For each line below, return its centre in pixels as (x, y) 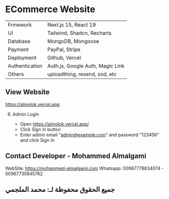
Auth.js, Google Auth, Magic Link (86, 66)
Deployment (22, 58)
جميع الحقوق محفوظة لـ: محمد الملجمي (60, 189)
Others (16, 74)
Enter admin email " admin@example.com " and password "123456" (90, 135)
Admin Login (26, 114)
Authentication (25, 66)
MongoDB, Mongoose (73, 41)
